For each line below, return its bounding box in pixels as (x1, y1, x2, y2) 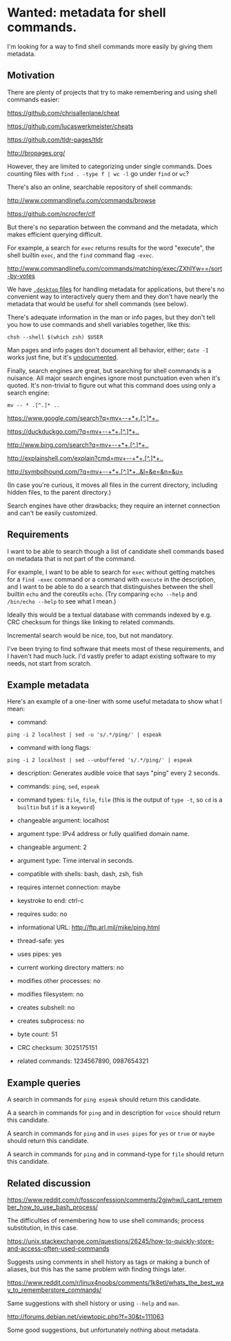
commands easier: (7, 95, 60, 103)
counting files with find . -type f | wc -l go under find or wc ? (7, 169, 190, 177)
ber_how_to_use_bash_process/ (7, 1203, 99, 1211)
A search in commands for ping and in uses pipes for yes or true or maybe (7, 1129, 215, 1138)
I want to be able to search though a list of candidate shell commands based (7, 547, 224, 555)
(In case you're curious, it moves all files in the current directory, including (7, 481, 218, 489)
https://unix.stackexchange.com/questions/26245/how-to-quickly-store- (7, 1237, 215, 1245)
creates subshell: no (17, 1004, 75, 1012)
